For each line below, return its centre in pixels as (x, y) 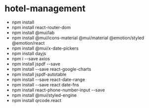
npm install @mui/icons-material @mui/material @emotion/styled (78, 38)
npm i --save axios (31, 58)
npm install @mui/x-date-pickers (45, 48)
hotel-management (45, 9)
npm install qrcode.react (37, 100)
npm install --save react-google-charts (52, 69)
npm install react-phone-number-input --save (58, 90)
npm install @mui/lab (33, 32)
